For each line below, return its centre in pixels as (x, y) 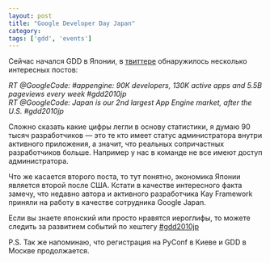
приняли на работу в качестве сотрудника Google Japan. (107, 202)
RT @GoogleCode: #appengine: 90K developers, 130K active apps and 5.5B (135, 86)
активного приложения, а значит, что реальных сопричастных (116, 144)
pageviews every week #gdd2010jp (67, 94)
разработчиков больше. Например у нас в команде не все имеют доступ (135, 152)
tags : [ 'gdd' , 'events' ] (50, 38)
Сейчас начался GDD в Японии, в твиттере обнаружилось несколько (128, 61)
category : (25, 31)
